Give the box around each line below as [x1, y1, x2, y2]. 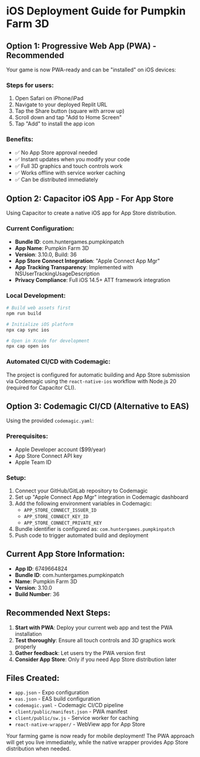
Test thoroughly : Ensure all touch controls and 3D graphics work [14, 636, 175, 644]
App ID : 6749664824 [14, 565, 68, 572]
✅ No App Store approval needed [14, 149, 98, 156]
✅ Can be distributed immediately [14, 176, 99, 183]
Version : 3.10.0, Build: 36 [14, 251, 77, 258]
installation [14, 630, 42, 637]
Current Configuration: [6, 224, 75, 233]
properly [14, 643, 37, 650]
